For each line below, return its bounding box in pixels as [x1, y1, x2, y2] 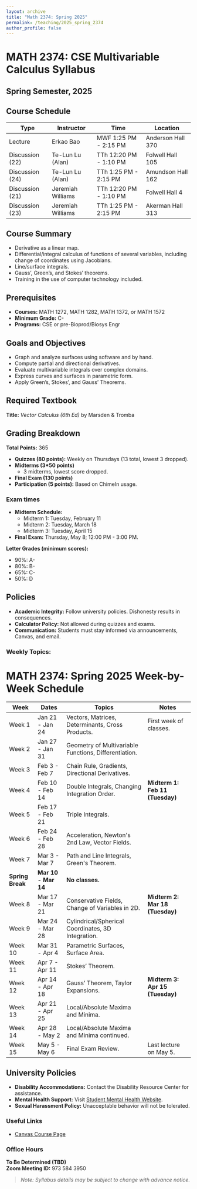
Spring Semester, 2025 [6, 86, 93, 96]
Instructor [57, 124, 86, 132]
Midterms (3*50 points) [14, 462, 74, 469]
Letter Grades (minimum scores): [6, 545, 89, 552]
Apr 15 [147, 982, 168, 991]
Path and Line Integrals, [66, 852, 131, 860]
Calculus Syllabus [6, 63, 96, 77]
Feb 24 [37, 827, 57, 835]
